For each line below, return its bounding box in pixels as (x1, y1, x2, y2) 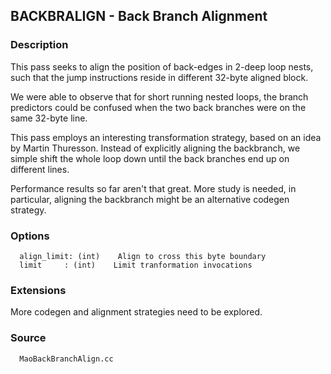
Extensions (10, 283, 67, 297)
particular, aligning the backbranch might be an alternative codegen (10, 193, 290, 205)
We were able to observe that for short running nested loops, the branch (10, 90, 309, 103)
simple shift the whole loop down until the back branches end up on (10, 152, 290, 164)
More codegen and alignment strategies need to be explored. (10, 306, 263, 318)
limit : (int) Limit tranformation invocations (19, 260, 253, 270)
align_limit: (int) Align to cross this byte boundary (19, 251, 267, 261)
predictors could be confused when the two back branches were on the (10, 101, 307, 113)
